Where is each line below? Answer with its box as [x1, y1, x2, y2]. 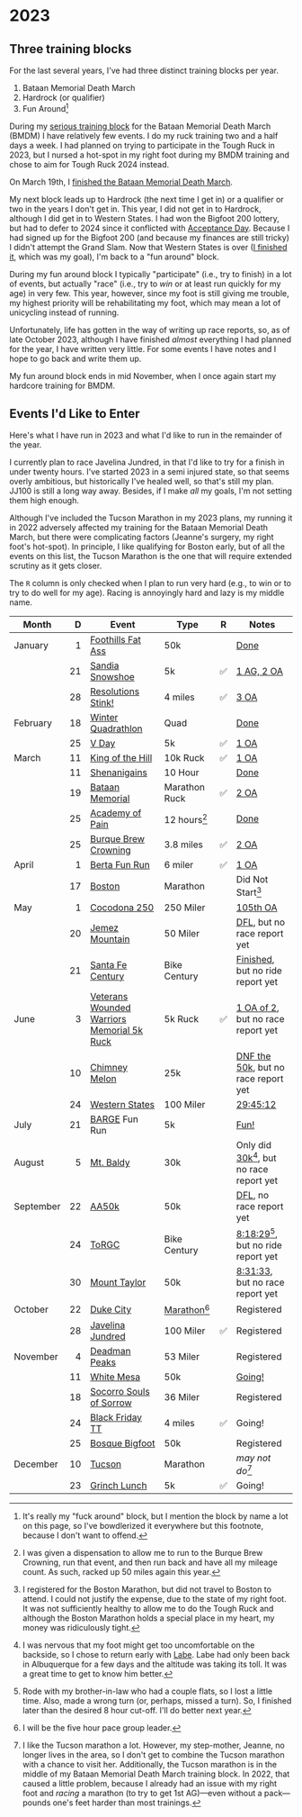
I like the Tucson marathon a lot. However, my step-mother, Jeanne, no [22, 1740, 286, 1751]
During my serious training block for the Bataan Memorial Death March [9, 121, 271, 131]
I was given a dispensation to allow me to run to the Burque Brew [22, 1548, 263, 1559]
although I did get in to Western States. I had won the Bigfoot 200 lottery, [9, 212, 280, 223]
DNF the [235, 1050, 271, 1062]
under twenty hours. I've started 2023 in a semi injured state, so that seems [9, 466, 290, 477]
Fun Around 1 [22, 102, 69, 113]
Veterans [89, 990, 129, 1002]
